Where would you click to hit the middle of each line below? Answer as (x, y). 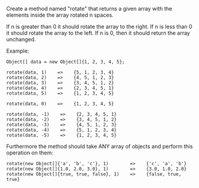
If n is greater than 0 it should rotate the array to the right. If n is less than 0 (99, 27)
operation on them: (30, 153)
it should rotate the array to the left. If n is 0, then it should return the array (98, 33)
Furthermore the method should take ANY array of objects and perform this (100, 146)
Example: (18, 51)
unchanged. (21, 39)
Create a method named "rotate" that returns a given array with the (89, 9)
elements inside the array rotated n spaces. (60, 15)
